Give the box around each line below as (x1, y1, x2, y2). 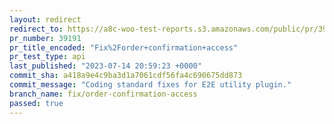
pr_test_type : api (9, 52, 86, 62)
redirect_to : (9, 24, 64, 34)
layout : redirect (9, 14, 82, 25)
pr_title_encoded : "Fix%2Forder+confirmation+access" (9, 42, 239, 53)
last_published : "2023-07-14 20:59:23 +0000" (9, 61, 202, 71)
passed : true (9, 98, 64, 108)
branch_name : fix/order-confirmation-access (9, 89, 198, 99)
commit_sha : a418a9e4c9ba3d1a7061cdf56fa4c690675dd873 (9, 71, 243, 81)
